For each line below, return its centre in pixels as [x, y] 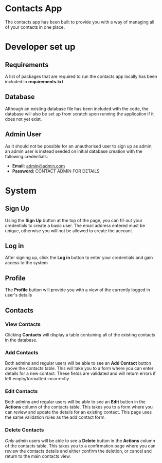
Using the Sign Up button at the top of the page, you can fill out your [74, 220]
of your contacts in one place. [35, 27]
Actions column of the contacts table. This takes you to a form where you [79, 407]
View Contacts [23, 324]
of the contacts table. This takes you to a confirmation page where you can [80, 445]
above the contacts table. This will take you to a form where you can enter [79, 369]
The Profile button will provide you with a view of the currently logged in [78, 290]
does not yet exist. [24, 119]
